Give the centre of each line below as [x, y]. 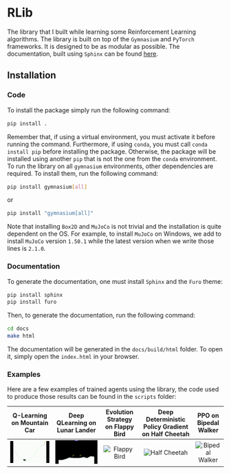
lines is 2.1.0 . [26, 249]
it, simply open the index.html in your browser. [73, 357]
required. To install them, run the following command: [83, 173]
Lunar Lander [76, 430]
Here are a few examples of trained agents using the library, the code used [113, 389]
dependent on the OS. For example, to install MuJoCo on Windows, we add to [114, 234]
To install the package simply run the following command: [89, 110]
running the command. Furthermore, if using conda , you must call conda [108, 144]
